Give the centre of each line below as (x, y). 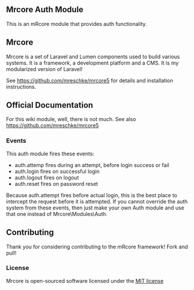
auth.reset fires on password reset (56, 184)
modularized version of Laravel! (44, 69)
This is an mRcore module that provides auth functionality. (76, 24)
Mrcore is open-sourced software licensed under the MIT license (85, 281)
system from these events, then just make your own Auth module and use (95, 208)
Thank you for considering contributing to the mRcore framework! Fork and (97, 246)
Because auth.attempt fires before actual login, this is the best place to (92, 195)
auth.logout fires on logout (47, 177)
